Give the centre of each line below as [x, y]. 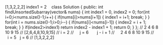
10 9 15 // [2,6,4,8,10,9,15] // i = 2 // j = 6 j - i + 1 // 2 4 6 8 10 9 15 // [80, 32]
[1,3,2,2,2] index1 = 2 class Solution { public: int [54, 7]
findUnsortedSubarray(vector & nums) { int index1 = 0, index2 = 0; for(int [77, 12]
